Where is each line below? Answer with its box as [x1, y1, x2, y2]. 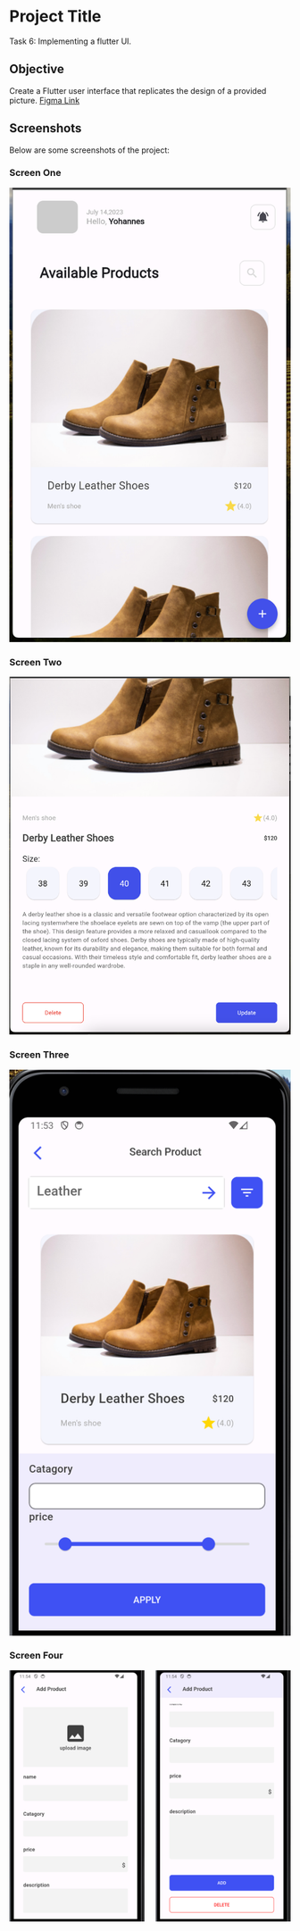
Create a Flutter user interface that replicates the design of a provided [9, 85, 267, 96]
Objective [9, 62, 65, 77]
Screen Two [9, 656, 62, 668]
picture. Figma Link [9, 95, 80, 105]
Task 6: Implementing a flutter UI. [9, 36, 132, 46]
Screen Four [9, 1650, 64, 1662]
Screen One [9, 167, 62, 180]
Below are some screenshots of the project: [9, 145, 170, 155]
